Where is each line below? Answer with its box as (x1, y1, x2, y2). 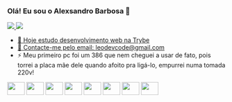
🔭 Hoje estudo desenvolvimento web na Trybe (17, 36, 150, 44)
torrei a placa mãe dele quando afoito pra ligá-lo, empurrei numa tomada (17, 61, 226, 70)
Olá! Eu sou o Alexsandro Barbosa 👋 (7, 6, 131, 16)
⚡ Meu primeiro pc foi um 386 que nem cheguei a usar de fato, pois (17, 51, 211, 59)
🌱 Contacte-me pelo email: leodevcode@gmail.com (17, 43, 165, 52)
